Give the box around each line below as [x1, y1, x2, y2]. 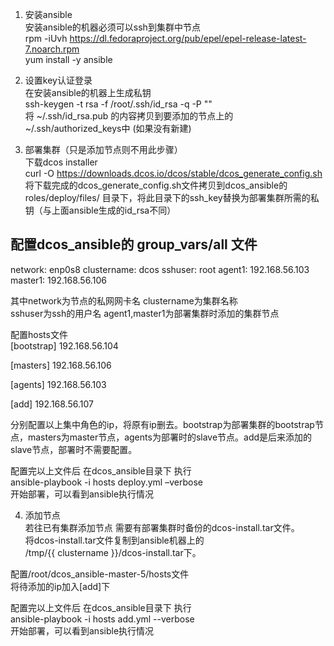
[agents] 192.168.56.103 [10, 378, 107, 390]
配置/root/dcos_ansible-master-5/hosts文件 [10, 568, 190, 580]
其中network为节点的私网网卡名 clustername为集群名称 [10, 294, 238, 307]
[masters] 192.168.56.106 [10, 359, 112, 371]
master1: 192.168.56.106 [10, 274, 107, 286]
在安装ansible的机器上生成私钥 [24, 87, 152, 98]
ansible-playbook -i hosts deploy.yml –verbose [10, 476, 203, 488]
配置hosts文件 [10, 328, 68, 340]
